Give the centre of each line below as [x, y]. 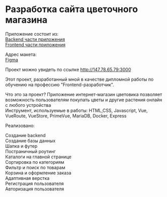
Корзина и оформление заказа [38, 173]
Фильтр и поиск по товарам [35, 167]
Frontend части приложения [35, 44]
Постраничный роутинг [31, 151]
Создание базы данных [30, 141]
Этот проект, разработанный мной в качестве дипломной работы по [79, 79]
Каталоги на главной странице [38, 157]
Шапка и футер [21, 146]
